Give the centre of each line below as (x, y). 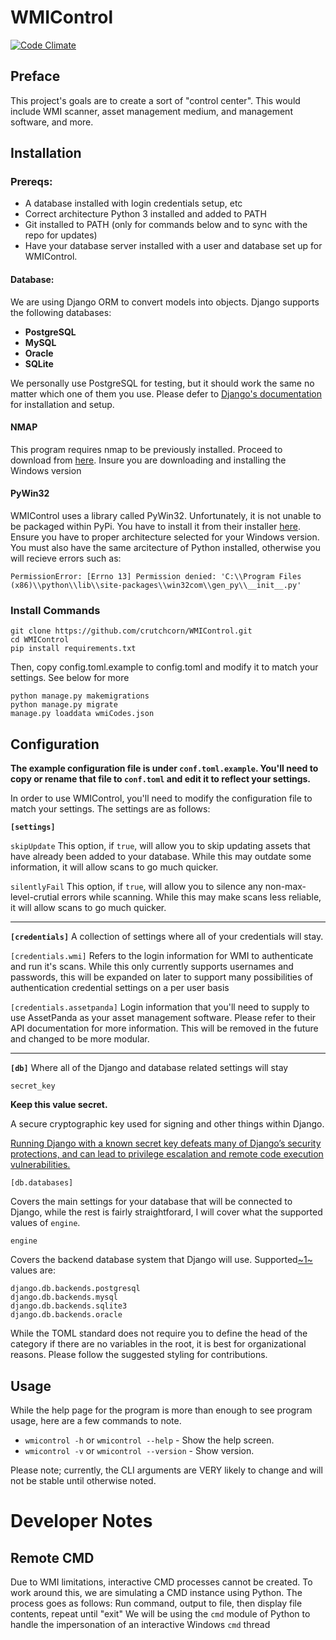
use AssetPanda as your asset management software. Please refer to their (163, 1018)
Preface (35, 76)
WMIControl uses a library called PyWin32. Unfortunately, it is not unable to (166, 516)
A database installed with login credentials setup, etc (133, 203)
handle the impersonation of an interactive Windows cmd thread (140, 1624)
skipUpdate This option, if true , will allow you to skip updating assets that (160, 846)
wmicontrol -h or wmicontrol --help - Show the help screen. (149, 1440)
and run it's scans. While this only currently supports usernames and (152, 967)
